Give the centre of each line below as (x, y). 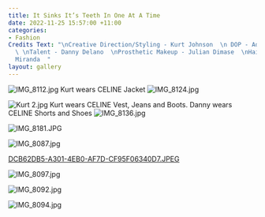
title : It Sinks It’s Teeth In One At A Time (84, 15)
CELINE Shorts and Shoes (50, 113)
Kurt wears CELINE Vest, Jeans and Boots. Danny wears (141, 104)
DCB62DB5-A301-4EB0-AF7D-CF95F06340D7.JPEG (94, 159)
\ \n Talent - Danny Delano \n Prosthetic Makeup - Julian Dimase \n (132, 52)
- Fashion (24, 37)
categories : (28, 30)
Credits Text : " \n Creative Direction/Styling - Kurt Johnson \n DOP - (128, 45)
